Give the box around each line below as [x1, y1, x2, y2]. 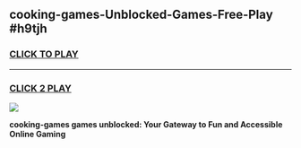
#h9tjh [9, 22, 47, 37]
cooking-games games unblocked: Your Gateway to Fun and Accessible [9, 118, 283, 129]
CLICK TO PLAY [9, 48, 79, 61]
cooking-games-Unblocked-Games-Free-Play [9, 7, 273, 22]
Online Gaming [9, 128, 66, 139]
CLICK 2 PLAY [9, 82, 72, 94]
